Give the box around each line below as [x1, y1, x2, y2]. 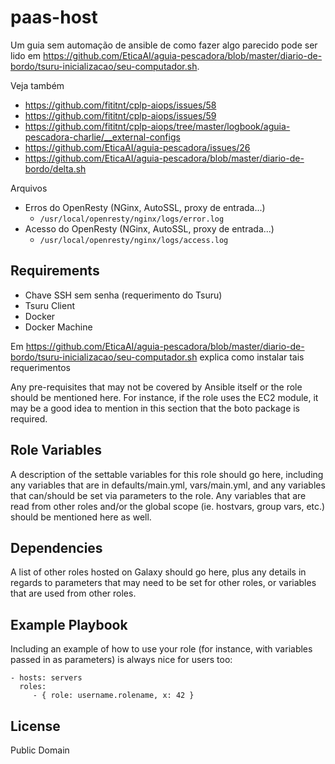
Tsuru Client [24, 299, 75, 311]
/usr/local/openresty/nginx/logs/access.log [39, 235, 229, 245]
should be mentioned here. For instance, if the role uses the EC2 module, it [10, 391, 319, 403]
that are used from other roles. [10, 587, 137, 600]
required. [10, 412, 48, 425]
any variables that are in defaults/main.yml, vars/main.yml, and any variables [10, 479, 326, 491]
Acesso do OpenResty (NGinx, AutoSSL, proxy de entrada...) [24, 222, 275, 235]
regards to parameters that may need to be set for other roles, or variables [10, 577, 317, 589]
